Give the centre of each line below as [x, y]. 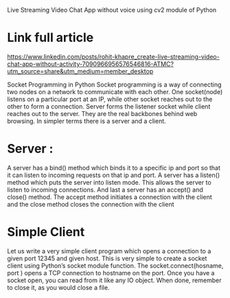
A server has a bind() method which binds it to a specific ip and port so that [114, 168]
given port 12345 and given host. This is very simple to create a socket [107, 258]
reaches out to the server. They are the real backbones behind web [102, 113]
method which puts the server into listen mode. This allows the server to [109, 182]
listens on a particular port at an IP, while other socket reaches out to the [110, 99]
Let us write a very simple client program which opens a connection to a [109, 251]
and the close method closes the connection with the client [91, 204]
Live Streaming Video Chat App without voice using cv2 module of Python [112, 10]
